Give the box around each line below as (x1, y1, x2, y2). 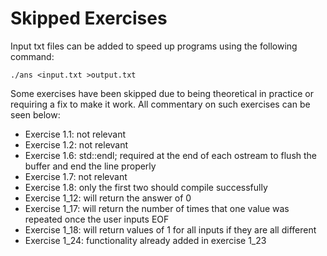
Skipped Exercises (10, 7, 168, 30)
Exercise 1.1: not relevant (24, 128, 126, 140)
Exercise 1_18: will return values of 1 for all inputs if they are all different (24, 223, 317, 236)
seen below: (10, 108, 61, 121)
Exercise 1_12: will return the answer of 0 (24, 192, 192, 204)
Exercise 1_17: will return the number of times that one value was (24, 202, 290, 214)
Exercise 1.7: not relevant (24, 170, 128, 182)
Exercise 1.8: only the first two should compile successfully (24, 181, 268, 193)
